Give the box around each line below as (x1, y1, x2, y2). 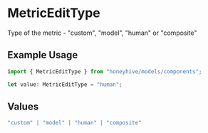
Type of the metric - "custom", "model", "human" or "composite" (7, 28, 197, 37)
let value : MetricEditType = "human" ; (7, 80, 123, 88)
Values (7, 100, 39, 112)
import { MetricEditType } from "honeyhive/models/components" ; (7, 68, 202, 75)
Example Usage (7, 49, 78, 61)
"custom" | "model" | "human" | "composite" (7, 119, 142, 127)
